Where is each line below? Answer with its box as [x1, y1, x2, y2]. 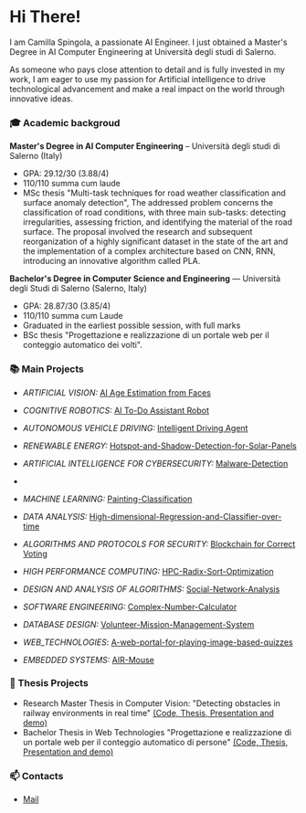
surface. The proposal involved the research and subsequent [22, 227, 253, 238]
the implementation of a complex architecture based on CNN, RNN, [22, 246, 276, 257]
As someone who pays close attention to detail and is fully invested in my [9, 64, 286, 75]
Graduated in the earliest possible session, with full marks [22, 320, 241, 331]
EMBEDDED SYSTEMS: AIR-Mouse [22, 654, 155, 665]
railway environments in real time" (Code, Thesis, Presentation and [22, 707, 274, 718]
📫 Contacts [9, 769, 64, 782]
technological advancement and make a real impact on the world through [9, 83, 285, 94]
